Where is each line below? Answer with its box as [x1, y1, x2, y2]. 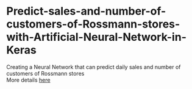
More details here [6, 76, 51, 84]
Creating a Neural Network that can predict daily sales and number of [6, 63, 181, 71]
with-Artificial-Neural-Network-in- [6, 30, 187, 44]
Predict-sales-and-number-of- [6, 4, 166, 18]
